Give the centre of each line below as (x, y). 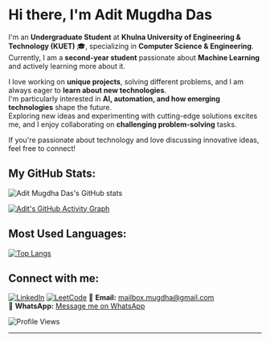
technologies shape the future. (60, 107)
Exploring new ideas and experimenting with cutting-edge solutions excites (133, 116)
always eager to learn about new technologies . (88, 90)
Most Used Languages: (67, 234)
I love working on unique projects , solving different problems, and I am (126, 81)
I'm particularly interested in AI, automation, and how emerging (115, 99)
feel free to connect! (42, 148)
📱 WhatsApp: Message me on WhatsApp (77, 306)
